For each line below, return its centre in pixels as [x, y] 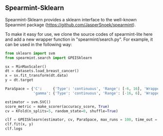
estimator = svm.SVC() [28, 102]
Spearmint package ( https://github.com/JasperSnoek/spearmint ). [70, 25]
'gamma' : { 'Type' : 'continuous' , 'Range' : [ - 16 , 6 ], [88, 93]
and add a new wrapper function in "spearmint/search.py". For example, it [79, 39]
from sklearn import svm [30, 53]
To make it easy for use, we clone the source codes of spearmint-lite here [79, 34]
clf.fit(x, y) [19, 124]
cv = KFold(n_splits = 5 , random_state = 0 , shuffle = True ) [62, 111]
